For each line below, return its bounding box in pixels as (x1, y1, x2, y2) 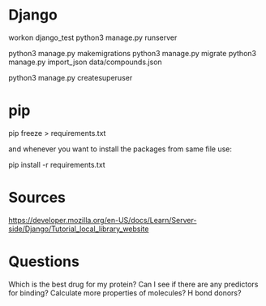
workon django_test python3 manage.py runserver (8, 33, 178, 42)
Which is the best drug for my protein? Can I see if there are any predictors (8, 279, 259, 289)
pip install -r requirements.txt (8, 160, 105, 169)
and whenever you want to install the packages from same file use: (8, 144, 233, 154)
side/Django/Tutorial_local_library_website (8, 224, 149, 234)
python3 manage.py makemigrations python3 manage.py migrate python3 (8, 48, 257, 58)
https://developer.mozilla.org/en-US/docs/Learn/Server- (8, 215, 197, 225)
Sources (8, 189, 66, 207)
